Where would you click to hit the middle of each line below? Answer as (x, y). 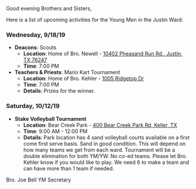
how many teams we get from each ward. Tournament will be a (99, 150)
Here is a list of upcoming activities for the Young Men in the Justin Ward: (94, 20)
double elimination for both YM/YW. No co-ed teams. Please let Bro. (105, 156)
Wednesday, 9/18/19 (36, 34)
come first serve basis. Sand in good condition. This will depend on (104, 143)
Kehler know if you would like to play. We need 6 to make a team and (106, 162)
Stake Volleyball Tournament (50, 118)
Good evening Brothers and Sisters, (49, 8)
